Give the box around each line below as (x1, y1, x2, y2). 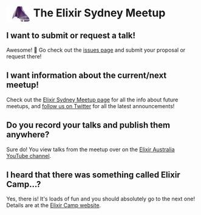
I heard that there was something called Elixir (6, 170, 180, 180)
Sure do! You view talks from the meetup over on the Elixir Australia (6, 146, 175, 153)
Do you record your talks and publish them (6, 120, 171, 131)
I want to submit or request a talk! (6, 30, 135, 41)
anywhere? (6, 129, 50, 140)
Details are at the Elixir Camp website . (6, 202, 101, 209)
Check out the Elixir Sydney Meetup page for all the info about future (6, 96, 179, 103)
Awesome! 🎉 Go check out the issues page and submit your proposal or (6, 46, 186, 53)
